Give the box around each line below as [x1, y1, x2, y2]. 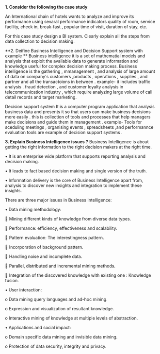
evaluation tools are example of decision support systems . [5, 130, 123, 135]
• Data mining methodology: [5, 206, 62, 212]
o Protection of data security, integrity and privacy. [5, 343, 107, 349]
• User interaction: [5, 287, 42, 293]
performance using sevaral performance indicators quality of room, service [5, 19, 156, 24]
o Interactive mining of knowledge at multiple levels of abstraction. [5, 315, 138, 321]
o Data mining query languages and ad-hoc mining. [5, 296, 108, 302]
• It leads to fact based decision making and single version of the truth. [5, 168, 147, 174]
